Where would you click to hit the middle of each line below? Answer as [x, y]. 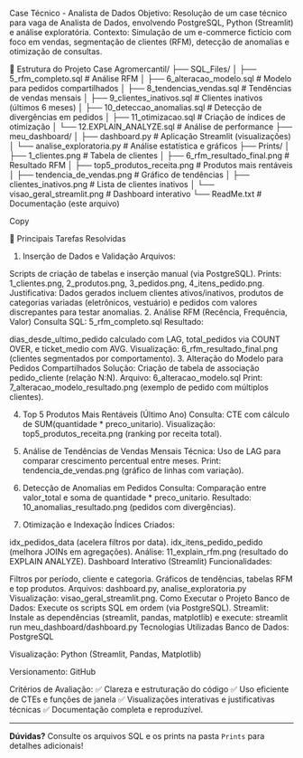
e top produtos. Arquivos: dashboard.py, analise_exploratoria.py [128, 588]
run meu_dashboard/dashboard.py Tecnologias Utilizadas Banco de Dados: [149, 627]
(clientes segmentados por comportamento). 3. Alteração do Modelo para [147, 358]
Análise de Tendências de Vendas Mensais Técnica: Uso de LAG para [151, 451]
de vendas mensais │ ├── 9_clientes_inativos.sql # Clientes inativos [136, 98]
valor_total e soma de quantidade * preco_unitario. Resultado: [137, 497]
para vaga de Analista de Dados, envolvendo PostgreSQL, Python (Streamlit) [151, 23]
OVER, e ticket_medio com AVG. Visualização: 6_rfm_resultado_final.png [143, 349]
